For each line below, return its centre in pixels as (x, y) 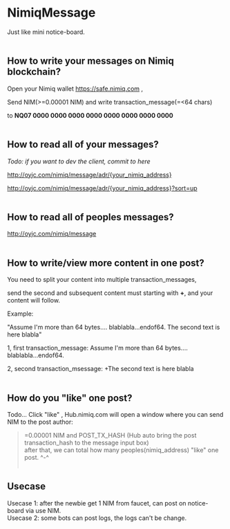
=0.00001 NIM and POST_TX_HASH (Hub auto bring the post (110, 435)
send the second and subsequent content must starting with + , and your (110, 293)
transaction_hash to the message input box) (87, 442)
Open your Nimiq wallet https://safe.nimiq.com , (75, 89)
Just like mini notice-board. (46, 32)
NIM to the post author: (40, 422)
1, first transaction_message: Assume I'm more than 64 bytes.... (98, 348)
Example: (20, 314)
